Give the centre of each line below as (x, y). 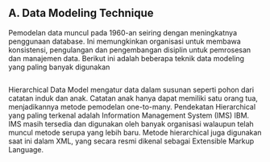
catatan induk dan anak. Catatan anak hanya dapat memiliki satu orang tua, (133, 98)
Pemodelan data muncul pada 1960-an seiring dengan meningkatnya (123, 32)
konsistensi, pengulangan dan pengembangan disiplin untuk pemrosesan (130, 50)
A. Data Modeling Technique (81, 13)
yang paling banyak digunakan (59, 67)
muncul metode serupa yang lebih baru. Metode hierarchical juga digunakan (135, 132)
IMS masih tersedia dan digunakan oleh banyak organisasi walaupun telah (131, 123)
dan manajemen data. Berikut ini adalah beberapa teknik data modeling (126, 58)
